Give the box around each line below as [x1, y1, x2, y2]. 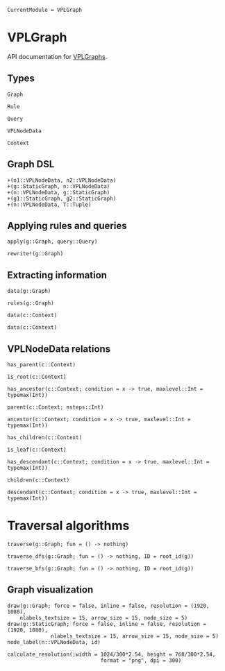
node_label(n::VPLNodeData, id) [7, 638, 101, 645]
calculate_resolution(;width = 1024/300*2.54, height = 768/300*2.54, [7, 651, 216, 658]
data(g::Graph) [7, 288, 51, 295]
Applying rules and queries [7, 219, 127, 232]
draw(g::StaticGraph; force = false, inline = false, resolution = [7, 620, 207, 627]
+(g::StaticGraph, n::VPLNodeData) [7, 182, 110, 190]
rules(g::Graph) [7, 300, 54, 307]
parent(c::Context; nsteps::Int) [7, 404, 104, 411]
